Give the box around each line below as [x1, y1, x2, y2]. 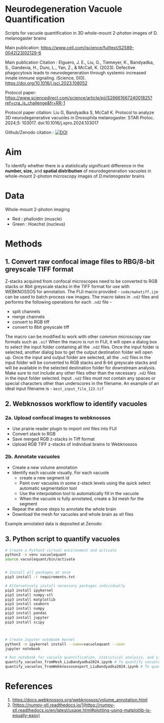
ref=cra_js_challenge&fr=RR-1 [5, 100, 65, 106]
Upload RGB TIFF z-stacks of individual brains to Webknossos [12, 441, 138, 447]
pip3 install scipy [5, 620, 45, 625]
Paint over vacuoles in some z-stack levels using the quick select [19, 480, 151, 486]
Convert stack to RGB [12, 430, 56, 436]
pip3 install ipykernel [5, 588, 54, 593]
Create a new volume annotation [12, 464, 78, 470]
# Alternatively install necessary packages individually [5, 583, 125, 588]
